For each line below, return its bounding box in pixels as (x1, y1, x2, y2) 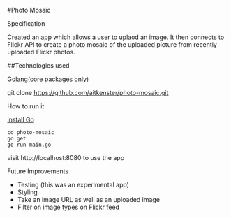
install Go (7, 115, 35, 124)
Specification (7, 20, 45, 27)
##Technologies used (7, 61, 70, 69)
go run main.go (7, 141, 52, 148)
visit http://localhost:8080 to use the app (7, 154, 124, 161)
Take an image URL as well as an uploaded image (17, 196, 161, 203)
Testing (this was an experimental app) (17, 181, 129, 189)
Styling (17, 188, 38, 196)
